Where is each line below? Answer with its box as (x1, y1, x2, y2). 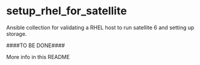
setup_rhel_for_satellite (6, 4, 127, 18)
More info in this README (6, 53, 70, 60)
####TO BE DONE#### (6, 42, 65, 49)
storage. (6, 30, 27, 37)
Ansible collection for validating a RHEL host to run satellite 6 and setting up (6, 24, 195, 31)
